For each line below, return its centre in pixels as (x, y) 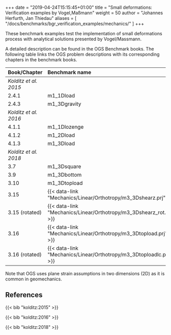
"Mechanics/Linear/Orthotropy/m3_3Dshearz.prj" (107, 198)
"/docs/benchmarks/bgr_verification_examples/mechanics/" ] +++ (75, 23)
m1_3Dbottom (65, 175)
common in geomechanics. (34, 279)
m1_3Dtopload (65, 183)
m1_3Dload (61, 143)
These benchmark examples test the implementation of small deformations (84, 33)
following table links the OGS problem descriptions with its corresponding (82, 54)
